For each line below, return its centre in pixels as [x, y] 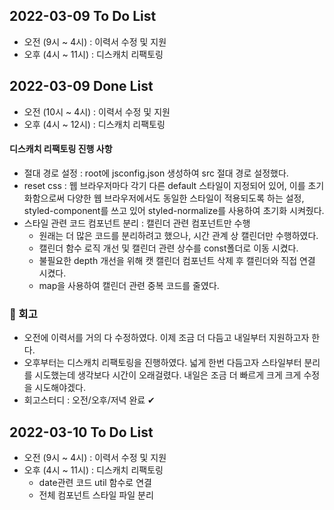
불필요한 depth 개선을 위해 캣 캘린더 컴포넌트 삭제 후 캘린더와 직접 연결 [177, 260]
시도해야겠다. [60, 388]
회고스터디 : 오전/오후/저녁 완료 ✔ [89, 400]
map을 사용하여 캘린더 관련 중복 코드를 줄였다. [129, 285]
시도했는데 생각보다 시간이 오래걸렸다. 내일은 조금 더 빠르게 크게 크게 [168, 375]
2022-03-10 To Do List [81, 432]
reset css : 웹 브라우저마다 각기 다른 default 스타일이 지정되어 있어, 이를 [164, 185]
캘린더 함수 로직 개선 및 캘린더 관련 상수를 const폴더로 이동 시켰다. [168, 248]
